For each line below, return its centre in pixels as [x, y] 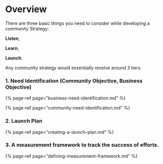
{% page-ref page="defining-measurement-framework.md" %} [71, 156]
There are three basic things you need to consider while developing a [78, 23]
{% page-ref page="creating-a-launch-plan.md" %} [60, 132]
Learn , [12, 48]
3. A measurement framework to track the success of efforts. [82, 145]
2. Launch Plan [24, 121]
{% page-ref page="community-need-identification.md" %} [68, 108]
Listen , [13, 38]
